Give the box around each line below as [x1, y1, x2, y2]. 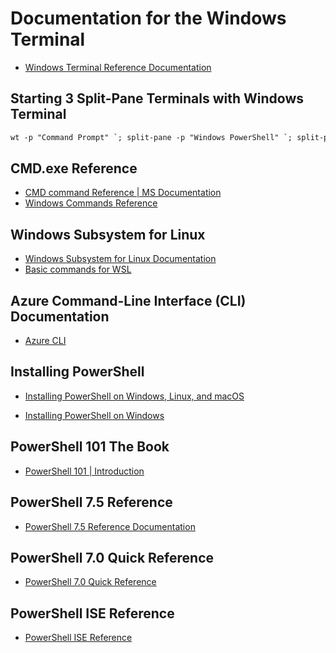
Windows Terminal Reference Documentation [24, 61, 212, 73]
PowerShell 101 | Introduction [24, 465, 145, 477]
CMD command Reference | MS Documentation [24, 187, 222, 199]
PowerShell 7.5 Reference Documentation [24, 520, 196, 532]
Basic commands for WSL [24, 263, 132, 276]
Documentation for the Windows [10, 7, 287, 30]
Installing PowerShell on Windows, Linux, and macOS [24, 390, 245, 402]
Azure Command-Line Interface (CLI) [10, 292, 247, 309]
